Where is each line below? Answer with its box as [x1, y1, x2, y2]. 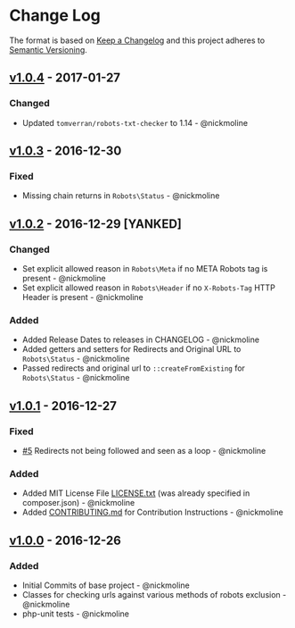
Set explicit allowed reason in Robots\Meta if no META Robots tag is [21, 264, 268, 273]
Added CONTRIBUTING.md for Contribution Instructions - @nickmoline [21, 507, 283, 518]
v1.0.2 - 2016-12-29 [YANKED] [9, 216, 183, 231]
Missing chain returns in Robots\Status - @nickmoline [21, 190, 220, 201]
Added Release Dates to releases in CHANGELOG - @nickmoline [21, 334, 260, 345]
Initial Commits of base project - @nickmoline [21, 580, 190, 590]
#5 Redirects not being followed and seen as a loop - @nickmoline [21, 445, 266, 456]
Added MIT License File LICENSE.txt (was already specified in [21, 488, 250, 498]
